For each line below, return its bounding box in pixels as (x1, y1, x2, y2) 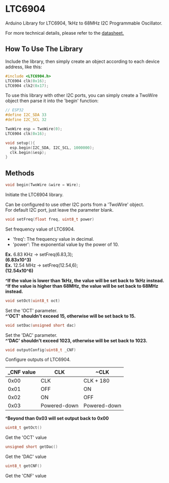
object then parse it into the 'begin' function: (5, 98, 99, 104)
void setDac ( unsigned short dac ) (5, 323, 76, 328)
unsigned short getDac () (5, 444, 58, 450)
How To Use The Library (5, 44, 83, 54)
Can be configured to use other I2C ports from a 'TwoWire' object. (5, 201, 144, 208)
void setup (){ (5, 140, 36, 146)
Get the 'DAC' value (5, 453, 47, 460)
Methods (5, 169, 35, 177)
